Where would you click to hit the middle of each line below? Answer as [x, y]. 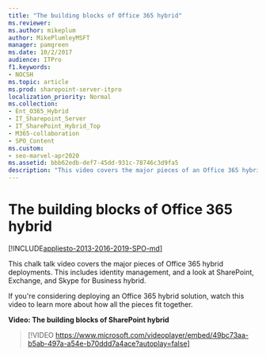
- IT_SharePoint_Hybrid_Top [55, 126]
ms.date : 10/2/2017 [40, 52]
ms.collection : [33, 104]
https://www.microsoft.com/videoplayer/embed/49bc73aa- [152, 335]
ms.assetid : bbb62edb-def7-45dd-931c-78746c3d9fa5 [93, 163]
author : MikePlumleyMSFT [49, 38]
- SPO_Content [32, 141]
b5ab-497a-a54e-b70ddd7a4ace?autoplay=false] [108, 343]
